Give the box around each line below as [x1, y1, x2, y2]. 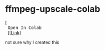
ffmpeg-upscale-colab [5, 3, 101, 15]
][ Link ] [7, 29, 21, 35]
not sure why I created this [5, 39, 59, 45]
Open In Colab [7, 25, 42, 30]
